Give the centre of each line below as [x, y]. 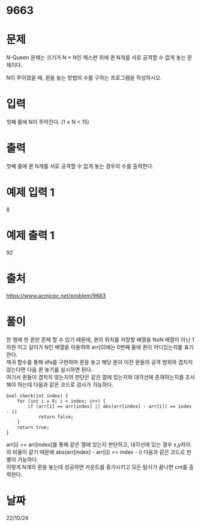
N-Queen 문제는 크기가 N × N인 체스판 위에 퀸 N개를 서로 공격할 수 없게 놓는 [96, 58]
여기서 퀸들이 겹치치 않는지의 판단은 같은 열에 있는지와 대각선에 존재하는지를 [95, 377]
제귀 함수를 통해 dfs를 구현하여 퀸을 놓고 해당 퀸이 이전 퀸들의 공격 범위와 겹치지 [100, 362]
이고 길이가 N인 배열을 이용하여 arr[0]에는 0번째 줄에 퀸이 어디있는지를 [100, 347]
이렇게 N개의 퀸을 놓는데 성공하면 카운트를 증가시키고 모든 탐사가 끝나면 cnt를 [97, 467]
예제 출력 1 [31, 236]
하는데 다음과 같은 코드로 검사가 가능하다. [65, 384]
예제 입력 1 [31, 193]
